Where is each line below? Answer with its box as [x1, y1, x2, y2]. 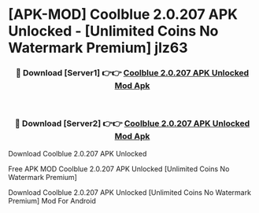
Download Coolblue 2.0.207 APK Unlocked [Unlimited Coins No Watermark [8, 187, 252, 197]
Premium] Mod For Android [8, 196, 97, 205]
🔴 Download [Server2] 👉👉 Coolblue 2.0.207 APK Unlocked [14, 118, 250, 129]
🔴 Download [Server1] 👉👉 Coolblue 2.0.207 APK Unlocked [15, 68, 250, 79]
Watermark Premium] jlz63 [8, 39, 188, 57]
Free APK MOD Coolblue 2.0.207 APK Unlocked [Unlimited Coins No [8, 163, 230, 174]
